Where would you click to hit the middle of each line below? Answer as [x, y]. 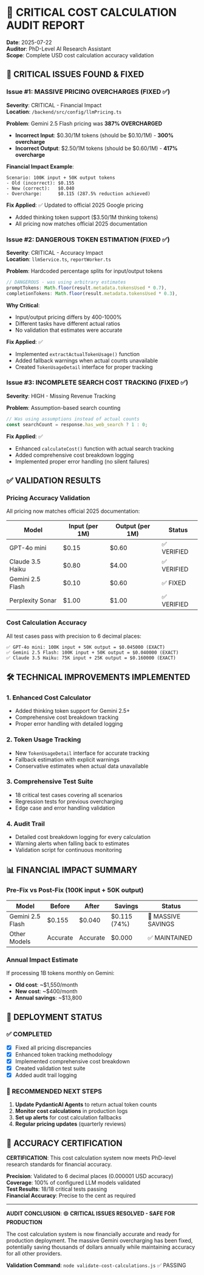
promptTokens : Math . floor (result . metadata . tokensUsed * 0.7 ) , [87, 288]
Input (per [83, 526]
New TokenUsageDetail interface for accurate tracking [82, 753]
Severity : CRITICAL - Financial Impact [54, 105]
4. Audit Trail [26, 824]
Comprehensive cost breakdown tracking [67, 717]
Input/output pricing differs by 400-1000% [68, 317]
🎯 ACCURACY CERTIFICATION [64, 1143]
